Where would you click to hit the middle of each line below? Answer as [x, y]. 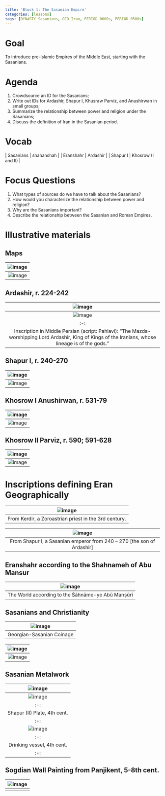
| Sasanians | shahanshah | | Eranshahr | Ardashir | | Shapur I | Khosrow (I [79, 155]
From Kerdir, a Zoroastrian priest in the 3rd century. [67, 519]
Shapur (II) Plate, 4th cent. [38, 713]
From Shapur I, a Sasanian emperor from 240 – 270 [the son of [82, 541]
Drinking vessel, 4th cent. [38, 745]
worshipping [23, 337]
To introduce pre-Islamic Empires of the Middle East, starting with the [75, 57]
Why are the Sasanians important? [47, 210]
